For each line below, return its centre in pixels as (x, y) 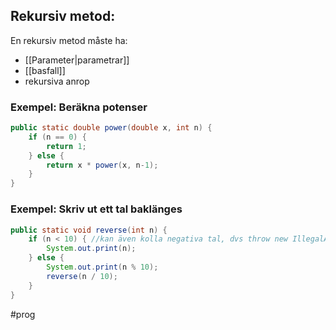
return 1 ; (66, 146)
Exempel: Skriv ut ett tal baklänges (96, 209)
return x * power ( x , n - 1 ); (102, 165)
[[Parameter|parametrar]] (77, 60)
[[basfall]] (45, 70)
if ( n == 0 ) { (57, 137)
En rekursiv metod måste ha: (69, 40)
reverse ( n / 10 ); (82, 276)
